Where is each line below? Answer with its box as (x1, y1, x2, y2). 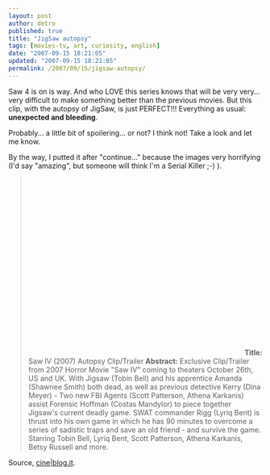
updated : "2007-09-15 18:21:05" (8, 57, 117, 65)
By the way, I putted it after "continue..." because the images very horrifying (8, 152, 261, 162)
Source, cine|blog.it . (8, 457, 76, 467)
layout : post (8, 11, 52, 20)
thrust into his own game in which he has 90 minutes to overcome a (27, 416, 253, 426)
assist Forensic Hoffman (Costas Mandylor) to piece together (27, 399, 232, 409)
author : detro (8, 19, 56, 27)
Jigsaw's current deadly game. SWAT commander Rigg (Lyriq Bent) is (27, 407, 260, 417)
